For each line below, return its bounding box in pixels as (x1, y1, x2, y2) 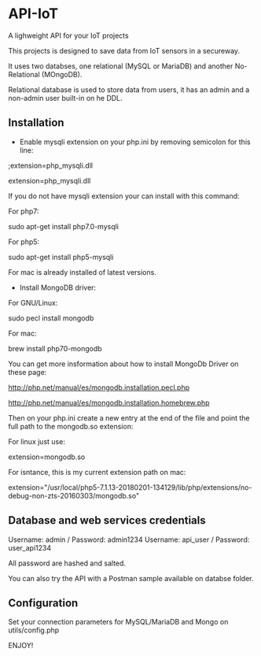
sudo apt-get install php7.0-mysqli (8, 221, 119, 231)
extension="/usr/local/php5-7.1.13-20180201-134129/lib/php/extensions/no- (8, 482, 252, 492)
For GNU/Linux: (8, 298, 58, 307)
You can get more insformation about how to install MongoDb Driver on (8, 359, 239, 369)
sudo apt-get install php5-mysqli (8, 252, 114, 261)
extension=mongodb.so (8, 452, 86, 461)
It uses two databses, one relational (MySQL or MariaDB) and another (8, 61, 233, 71)
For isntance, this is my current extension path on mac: (8, 467, 186, 476)
